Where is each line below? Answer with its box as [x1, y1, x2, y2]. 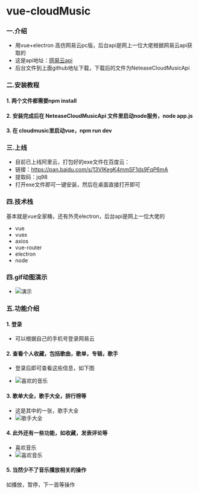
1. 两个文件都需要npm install [6, 97, 77, 104]
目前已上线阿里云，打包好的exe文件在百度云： [14, 158, 130, 165]
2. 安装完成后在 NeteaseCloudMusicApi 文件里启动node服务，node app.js [6, 112, 193, 119]
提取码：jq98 [14, 173, 48, 181]
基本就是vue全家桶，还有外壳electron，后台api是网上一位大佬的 [6, 213, 165, 220]
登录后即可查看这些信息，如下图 [14, 364, 95, 372]
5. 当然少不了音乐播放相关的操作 [6, 466, 86, 473]
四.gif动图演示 [6, 273, 48, 281]
